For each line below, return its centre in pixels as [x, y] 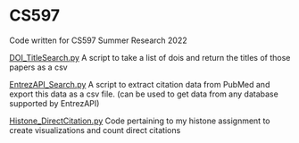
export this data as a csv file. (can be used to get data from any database [144, 94]
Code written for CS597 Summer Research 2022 [98, 40]
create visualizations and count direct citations [95, 130]
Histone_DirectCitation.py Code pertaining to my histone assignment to [140, 121]
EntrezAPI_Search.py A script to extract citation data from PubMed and [140, 84]
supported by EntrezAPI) [54, 103]
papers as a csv [39, 67]
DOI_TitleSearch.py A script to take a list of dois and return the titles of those [150, 57]
